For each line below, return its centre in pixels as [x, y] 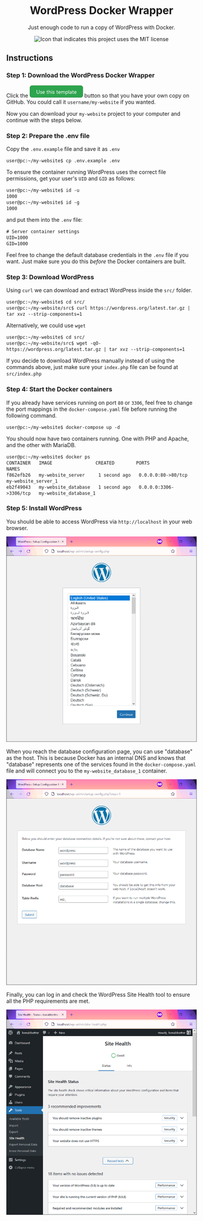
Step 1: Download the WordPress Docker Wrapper [81, 75]
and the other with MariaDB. [41, 445]
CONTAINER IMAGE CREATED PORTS [78, 463]
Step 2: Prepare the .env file [48, 136]
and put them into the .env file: [44, 219]
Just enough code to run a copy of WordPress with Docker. [101, 27]
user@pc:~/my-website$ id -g [43, 202]
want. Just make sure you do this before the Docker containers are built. [96, 261]
